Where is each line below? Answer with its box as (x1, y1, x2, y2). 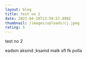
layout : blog (5, 7, 32, 12)
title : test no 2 (5, 12, 41, 16)
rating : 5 (5, 25, 25, 30)
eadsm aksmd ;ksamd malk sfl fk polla (5, 48, 82, 54)
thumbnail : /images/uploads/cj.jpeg (5, 20, 80, 26)
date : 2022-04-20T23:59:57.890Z (5, 16, 71, 21)
